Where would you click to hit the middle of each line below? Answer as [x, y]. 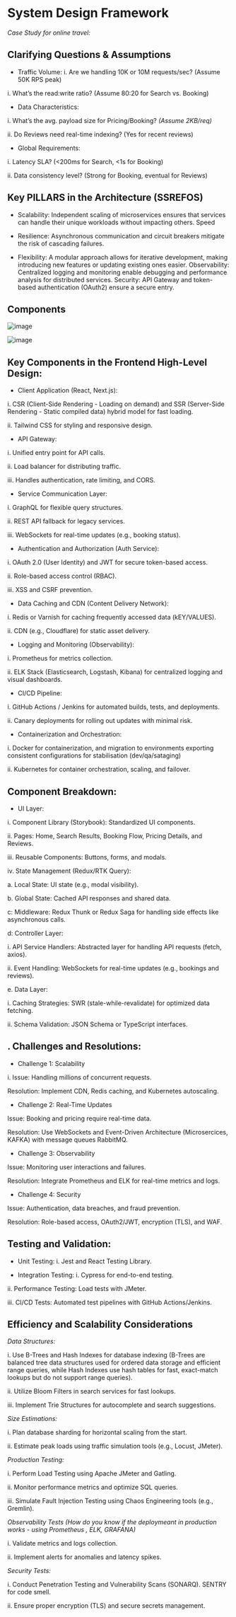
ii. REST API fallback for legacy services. [66, 521]
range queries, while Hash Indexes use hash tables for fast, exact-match [113, 1370]
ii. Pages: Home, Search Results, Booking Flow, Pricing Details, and [105, 836]
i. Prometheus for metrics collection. [60, 659]
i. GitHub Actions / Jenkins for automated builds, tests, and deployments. [114, 707]
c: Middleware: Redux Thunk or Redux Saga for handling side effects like [113, 912]
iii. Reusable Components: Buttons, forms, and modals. [87, 857]
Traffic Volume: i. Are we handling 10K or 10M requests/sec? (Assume [119, 71]
